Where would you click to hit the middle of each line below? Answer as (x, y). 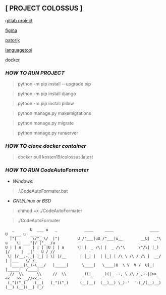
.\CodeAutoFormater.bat (43, 191)
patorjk (13, 40)
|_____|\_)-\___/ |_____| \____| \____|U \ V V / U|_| (82, 265)
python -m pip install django (47, 94)
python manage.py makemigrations (54, 113)
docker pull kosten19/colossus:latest (55, 157)
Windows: (23, 181)
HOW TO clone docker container (46, 146)
